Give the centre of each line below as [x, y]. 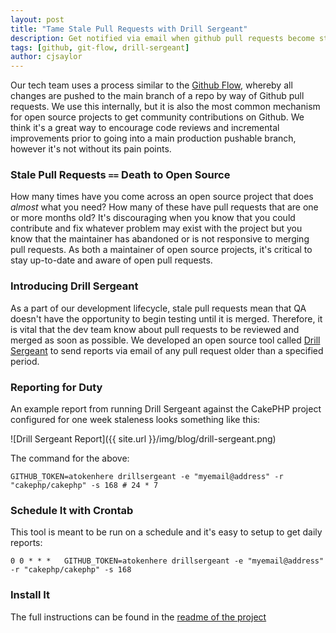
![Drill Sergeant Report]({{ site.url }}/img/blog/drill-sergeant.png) [143, 439]
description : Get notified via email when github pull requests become [162, 38]
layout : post [37, 19]
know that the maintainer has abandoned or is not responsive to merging [160, 239]
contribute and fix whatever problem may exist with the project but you [156, 228]
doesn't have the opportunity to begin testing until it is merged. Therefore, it [166, 318]
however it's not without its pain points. [91, 149]
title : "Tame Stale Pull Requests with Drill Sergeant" [129, 29]
